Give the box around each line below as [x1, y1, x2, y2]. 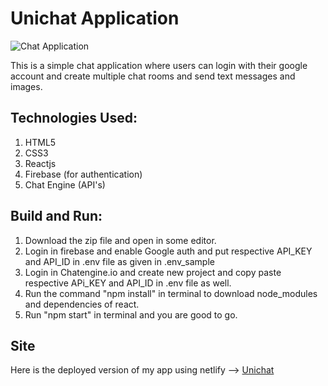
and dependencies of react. [24, 298, 140, 310]
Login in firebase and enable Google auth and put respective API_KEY [24, 245, 313, 257]
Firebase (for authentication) [24, 168, 143, 180]
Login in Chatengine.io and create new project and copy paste [24, 266, 282, 278]
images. [10, 80, 43, 92]
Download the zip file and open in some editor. [24, 234, 217, 246]
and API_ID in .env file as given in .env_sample [24, 255, 215, 267]
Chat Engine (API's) [24, 178, 106, 191]
